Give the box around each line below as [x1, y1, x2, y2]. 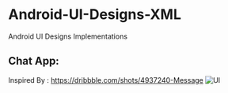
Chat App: [8, 54, 59, 68]
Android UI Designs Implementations [8, 32, 128, 41]
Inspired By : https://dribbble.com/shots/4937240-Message [8, 75, 203, 84]
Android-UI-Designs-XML [8, 6, 182, 24]
